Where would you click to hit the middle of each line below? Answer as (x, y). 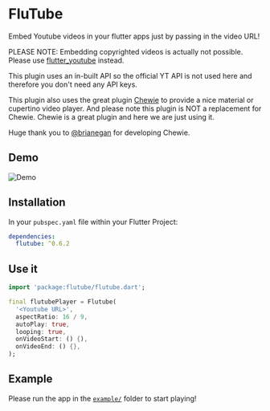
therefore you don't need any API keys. (73, 84)
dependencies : (32, 236)
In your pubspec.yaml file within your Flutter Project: (93, 222)
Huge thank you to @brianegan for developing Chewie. (99, 132)
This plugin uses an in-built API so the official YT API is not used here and (130, 75)
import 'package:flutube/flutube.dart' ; (77, 287)
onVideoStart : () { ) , (52, 339)
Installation (37, 203)
